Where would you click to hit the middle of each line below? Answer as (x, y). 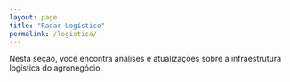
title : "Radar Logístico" (57, 26)
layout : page (33, 17)
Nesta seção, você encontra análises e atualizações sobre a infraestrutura (145, 59)
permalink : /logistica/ (53, 34)
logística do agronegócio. (56, 68)
